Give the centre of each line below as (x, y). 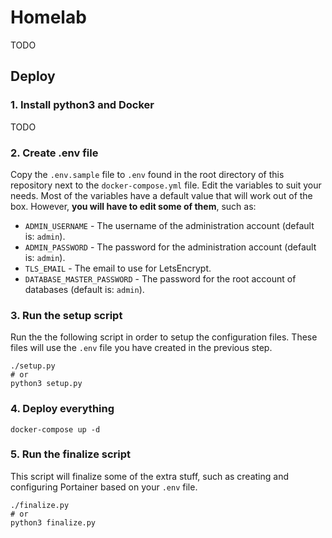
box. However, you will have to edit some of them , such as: (133, 206)
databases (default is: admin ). (84, 289)
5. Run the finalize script (71, 454)
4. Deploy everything (62, 409)
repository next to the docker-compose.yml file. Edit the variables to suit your (166, 185)
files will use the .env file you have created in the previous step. (141, 348)
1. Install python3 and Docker (82, 105)
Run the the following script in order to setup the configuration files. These (164, 337)
